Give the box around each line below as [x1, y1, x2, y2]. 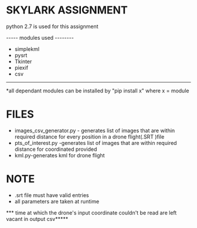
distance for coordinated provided [14, 146, 97, 153]
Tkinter [14, 58, 32, 65]
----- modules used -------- [6, 34, 74, 41]
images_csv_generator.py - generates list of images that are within [14, 127, 175, 134]
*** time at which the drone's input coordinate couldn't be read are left [6, 209, 177, 216]
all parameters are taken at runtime [14, 198, 100, 205]
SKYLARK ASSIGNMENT [6, 4, 128, 17]
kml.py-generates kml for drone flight [14, 151, 105, 158]
